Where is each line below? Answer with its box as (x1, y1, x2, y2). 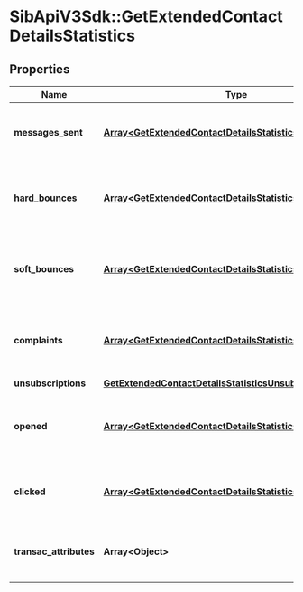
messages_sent (14, 127, 83, 138)
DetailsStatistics (9, 25, 135, 46)
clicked (14, 485, 47, 498)
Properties (9, 61, 70, 77)
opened (14, 420, 48, 432)
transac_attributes (14, 545, 95, 558)
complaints (14, 334, 63, 346)
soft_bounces (14, 263, 75, 275)
